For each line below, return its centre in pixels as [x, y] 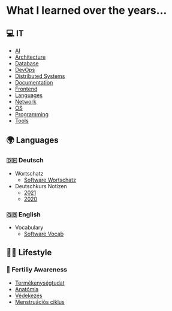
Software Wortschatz [50, 180]
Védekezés [29, 295]
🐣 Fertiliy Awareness [37, 270]
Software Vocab [44, 234]
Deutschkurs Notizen [41, 186]
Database [27, 63]
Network [26, 102]
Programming [32, 114]
